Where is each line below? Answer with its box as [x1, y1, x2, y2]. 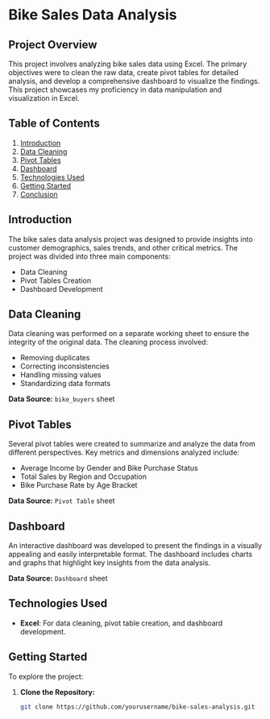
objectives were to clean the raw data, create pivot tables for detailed [8, 68, 239, 77]
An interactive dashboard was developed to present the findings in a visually [8, 541, 263, 551]
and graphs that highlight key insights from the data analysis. [8, 558, 211, 567]
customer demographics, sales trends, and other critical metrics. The [8, 243, 238, 252]
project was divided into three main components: [8, 251, 171, 261]
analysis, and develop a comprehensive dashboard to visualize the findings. [8, 77, 260, 85]
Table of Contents [8, 117, 101, 131]
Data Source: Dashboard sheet [8, 574, 108, 584]
